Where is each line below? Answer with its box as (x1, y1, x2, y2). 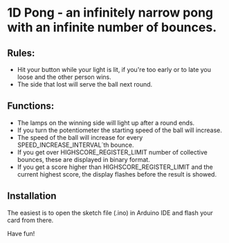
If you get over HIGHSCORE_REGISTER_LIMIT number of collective (17, 147, 208, 156)
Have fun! (7, 229, 35, 237)
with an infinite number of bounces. (7, 19, 217, 35)
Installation (7, 190, 57, 202)
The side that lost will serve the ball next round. (17, 80, 153, 88)
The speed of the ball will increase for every (17, 133, 143, 141)
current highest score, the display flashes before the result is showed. (17, 170, 217, 178)
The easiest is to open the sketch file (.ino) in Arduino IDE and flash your (7, 208, 213, 217)
